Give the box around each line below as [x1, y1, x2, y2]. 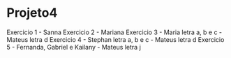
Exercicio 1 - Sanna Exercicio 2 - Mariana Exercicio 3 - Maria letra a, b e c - [6, 28, 223, 36]
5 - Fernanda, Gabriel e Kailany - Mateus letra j [6, 43, 141, 51]
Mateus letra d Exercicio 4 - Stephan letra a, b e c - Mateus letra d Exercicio [6, 35, 225, 43]
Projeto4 [6, 5, 58, 21]
